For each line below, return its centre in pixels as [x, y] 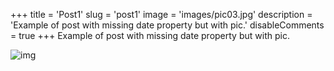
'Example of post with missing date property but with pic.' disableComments [167, 25]
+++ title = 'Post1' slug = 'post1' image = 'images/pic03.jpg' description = [161, 14]
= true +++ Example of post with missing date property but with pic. [150, 35]
